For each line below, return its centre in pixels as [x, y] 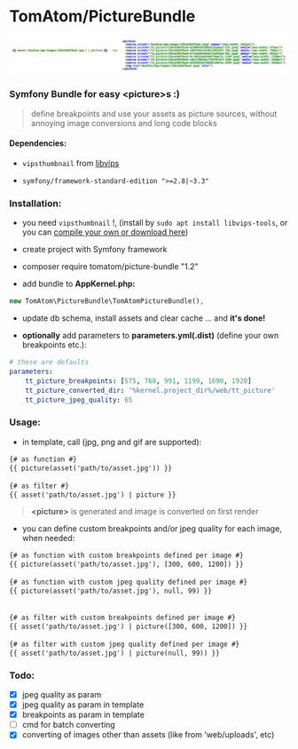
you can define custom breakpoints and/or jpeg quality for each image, [152, 528]
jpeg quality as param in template [83, 705]
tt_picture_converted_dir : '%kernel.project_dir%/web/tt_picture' [150, 390]
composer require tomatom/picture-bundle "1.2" [110, 267]
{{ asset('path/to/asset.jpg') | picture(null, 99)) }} [114, 653]
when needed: [48, 538]
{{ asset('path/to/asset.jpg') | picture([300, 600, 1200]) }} [129, 626]
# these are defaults [49, 363]
